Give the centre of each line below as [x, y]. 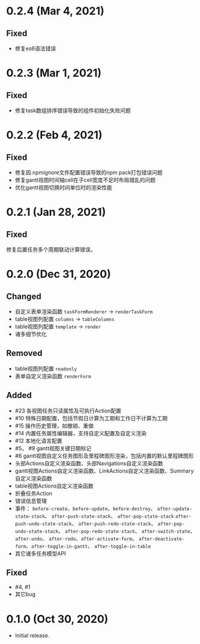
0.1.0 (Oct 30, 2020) [57, 619]
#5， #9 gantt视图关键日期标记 [53, 448]
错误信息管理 [31, 501]
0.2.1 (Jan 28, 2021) [56, 212]
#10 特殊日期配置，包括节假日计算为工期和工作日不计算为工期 [91, 418]
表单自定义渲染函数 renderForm [53, 376]
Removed [24, 353]
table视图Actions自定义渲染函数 [54, 486]
